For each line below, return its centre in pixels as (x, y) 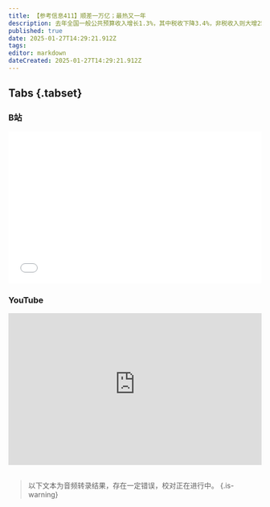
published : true (35, 31)
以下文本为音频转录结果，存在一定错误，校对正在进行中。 (123, 485)
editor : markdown (37, 53)
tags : (17, 46)
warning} (43, 495)
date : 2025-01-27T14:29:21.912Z (62, 38)
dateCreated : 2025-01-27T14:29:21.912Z (75, 61)
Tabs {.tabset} (45, 93)
